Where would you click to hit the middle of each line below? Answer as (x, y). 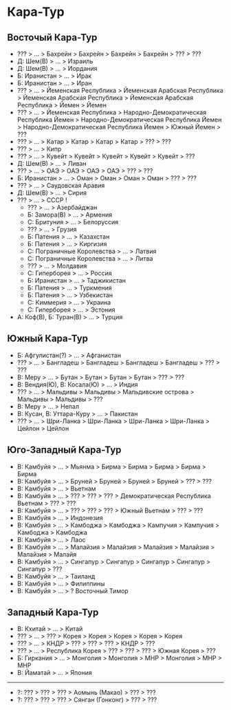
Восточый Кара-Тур (52, 37)
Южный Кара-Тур (47, 339)
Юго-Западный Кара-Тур (64, 450)
